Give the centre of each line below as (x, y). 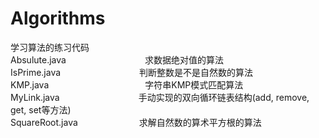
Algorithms (58, 18)
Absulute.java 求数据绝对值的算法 (117, 59)
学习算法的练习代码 (50, 47)
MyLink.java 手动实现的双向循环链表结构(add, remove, (160, 97)
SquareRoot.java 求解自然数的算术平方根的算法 (136, 122)
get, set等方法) (41, 109)
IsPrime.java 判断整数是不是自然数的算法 (132, 72)
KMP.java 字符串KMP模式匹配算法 (127, 84)
